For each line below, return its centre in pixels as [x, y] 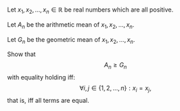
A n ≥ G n [115, 66]
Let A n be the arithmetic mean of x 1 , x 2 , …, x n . [71, 25]
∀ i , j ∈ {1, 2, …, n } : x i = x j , [115, 89]
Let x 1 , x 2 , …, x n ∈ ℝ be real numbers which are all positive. [90, 10]
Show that [22, 54]
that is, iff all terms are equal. [48, 100]
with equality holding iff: [41, 77]
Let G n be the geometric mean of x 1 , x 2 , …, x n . [71, 40]
